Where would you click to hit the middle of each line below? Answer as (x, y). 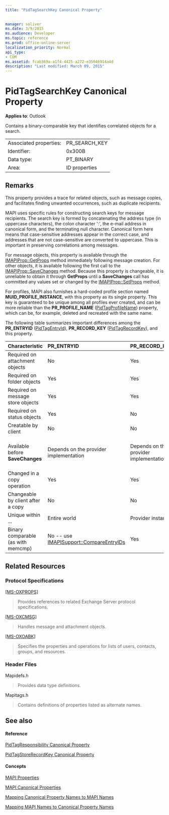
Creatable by (23, 425)
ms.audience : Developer (30, 33)
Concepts (16, 766)
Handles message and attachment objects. (62, 627)
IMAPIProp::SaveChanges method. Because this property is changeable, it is (84, 271)
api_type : (16, 52)
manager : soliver (23, 24)
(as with (17, 542)
